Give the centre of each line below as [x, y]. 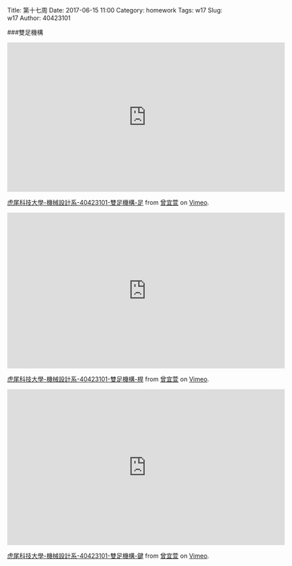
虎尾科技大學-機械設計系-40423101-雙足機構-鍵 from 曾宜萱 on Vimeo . [108, 556]
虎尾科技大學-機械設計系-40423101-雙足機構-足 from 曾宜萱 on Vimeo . [108, 202]
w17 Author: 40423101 [39, 18]
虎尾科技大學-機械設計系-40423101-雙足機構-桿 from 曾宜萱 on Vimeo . [108, 379]
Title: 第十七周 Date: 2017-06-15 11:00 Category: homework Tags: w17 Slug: [115, 10]
